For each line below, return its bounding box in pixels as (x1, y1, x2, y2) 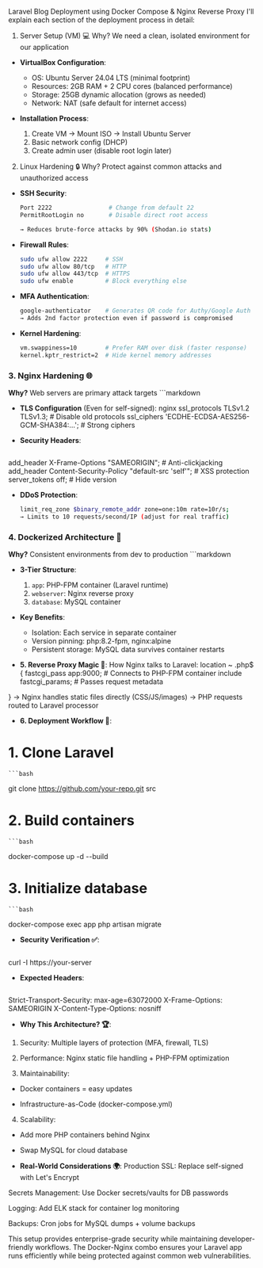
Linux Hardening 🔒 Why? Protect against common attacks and (19, 162, 222, 171)
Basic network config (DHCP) (31, 138, 128, 147)
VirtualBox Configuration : (19, 58, 107, 67)
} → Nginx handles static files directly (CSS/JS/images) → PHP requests (8, 692, 243, 701)
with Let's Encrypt (19, 1172, 79, 1182)
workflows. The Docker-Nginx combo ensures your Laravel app (35, 1242, 242, 1251)
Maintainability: (19, 1068, 70, 1078)
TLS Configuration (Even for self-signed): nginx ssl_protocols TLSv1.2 (19, 403, 250, 413)
